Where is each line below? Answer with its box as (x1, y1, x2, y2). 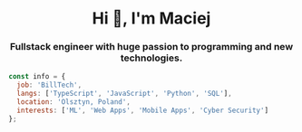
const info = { (8, 72, 66, 81)
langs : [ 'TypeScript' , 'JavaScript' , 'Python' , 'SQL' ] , (16, 90, 232, 99)
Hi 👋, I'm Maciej (92, 8, 211, 29)
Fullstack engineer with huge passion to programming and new (9, 41, 294, 53)
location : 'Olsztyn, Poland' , (16, 98, 131, 107)
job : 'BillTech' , (16, 80, 83, 90)
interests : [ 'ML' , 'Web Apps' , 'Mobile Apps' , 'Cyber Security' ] (16, 106, 269, 115)
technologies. (120, 52, 183, 64)
